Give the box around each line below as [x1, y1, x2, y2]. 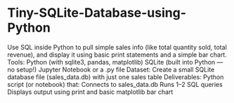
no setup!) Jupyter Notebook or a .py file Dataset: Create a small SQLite [7, 65, 215, 74]
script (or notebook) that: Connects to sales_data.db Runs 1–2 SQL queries [7, 80, 223, 88]
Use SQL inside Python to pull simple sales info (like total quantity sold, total [7, 43, 227, 51]
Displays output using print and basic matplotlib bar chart [7, 88, 174, 96]
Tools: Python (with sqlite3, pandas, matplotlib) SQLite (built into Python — [7, 57, 223, 66]
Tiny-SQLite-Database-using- [7, 5, 187, 21]
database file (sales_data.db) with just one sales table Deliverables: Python [7, 72, 224, 81]
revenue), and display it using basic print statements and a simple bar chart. [7, 50, 227, 59]
